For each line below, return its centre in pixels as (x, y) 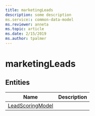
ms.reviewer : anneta (27, 24)
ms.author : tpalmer (26, 39)
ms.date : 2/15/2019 (26, 34)
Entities (18, 83)
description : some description (38, 15)
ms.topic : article (25, 29)
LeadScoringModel (30, 105)
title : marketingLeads (29, 10)
